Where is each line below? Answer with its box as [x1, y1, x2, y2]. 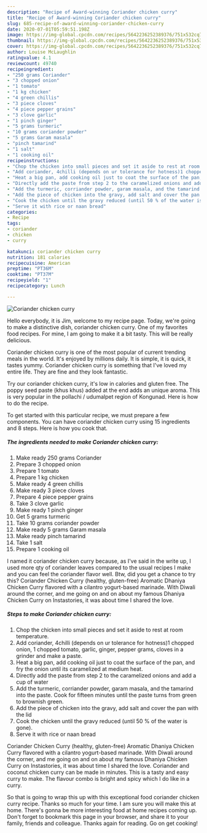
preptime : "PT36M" [7, 265, 54, 272]
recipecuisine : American [7, 260, 71, 266]
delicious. [7, 336, 31, 344]
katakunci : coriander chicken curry [7, 248, 101, 255]
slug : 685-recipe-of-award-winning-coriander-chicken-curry [7, 20, 165, 26]
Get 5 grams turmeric [15, 512, 71, 520]
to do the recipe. [7, 399, 49, 407]
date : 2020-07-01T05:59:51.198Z [7, 26, 90, 33]
